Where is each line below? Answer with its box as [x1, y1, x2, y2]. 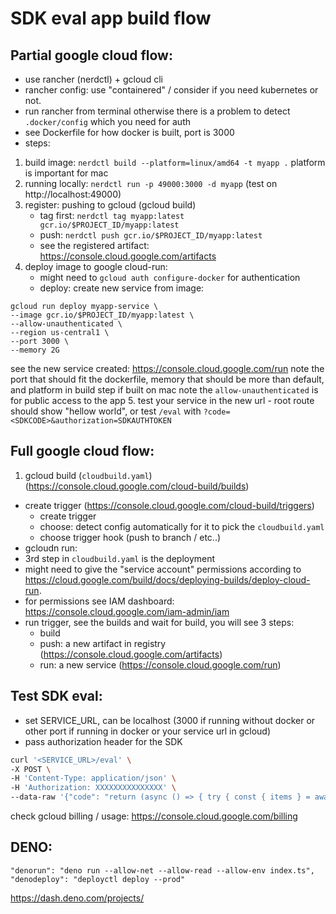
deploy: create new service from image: [39, 282, 205, 294]
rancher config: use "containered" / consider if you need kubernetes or [24, 84, 319, 96]
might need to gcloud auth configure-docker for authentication [39, 272, 301, 283]
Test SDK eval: [10, 688, 103, 705]
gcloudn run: [24, 542, 78, 554]
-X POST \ [10, 764, 52, 774]
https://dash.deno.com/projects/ [10, 892, 145, 904]
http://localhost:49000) [24, 188, 122, 200]
